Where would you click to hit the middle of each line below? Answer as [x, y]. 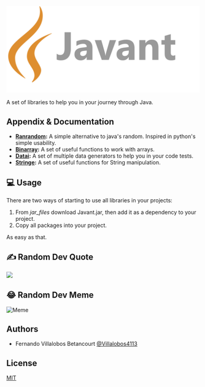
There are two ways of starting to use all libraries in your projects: [90, 201]
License [22, 363]
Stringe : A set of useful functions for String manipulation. [88, 163]
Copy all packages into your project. [61, 225]
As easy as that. [27, 237]
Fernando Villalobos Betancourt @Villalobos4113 [76, 344]
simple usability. [36, 143]
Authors [22, 329]
